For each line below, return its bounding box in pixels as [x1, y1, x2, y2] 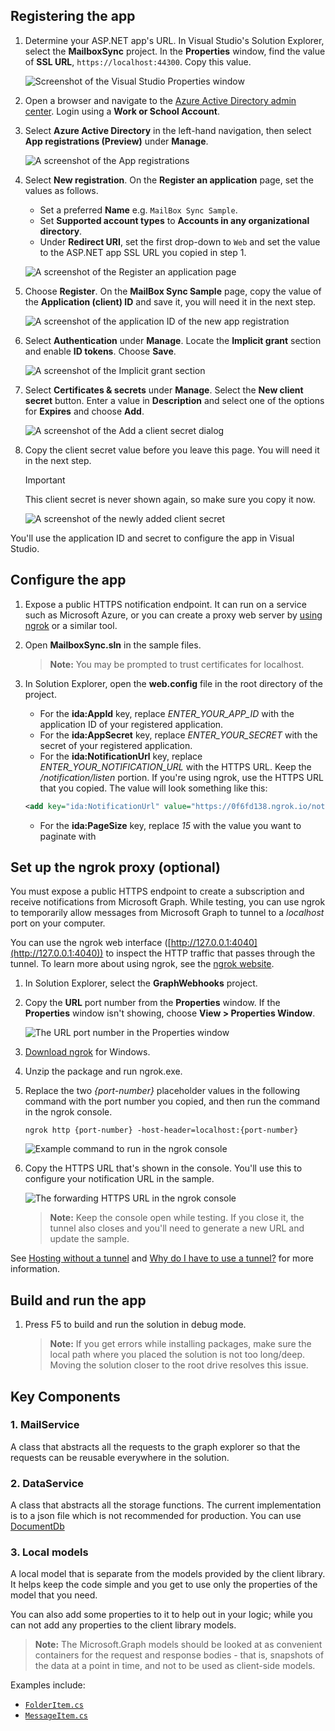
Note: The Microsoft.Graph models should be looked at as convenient [34, 1639, 323, 1651]
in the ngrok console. [24, 1106, 113, 1118]
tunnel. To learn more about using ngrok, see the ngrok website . [10, 958, 275, 970]
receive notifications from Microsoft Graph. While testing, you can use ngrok [10, 896, 326, 908]
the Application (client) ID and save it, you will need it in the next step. [24, 295, 317, 308]
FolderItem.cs [24, 1700, 84, 1711]
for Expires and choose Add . [24, 405, 145, 417]
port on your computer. [10, 917, 106, 929]
